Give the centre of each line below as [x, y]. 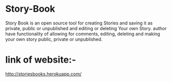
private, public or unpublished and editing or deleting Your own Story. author [86, 28]
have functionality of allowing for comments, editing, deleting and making [83, 34]
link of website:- [41, 60]
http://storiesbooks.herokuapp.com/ [44, 74]
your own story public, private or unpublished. [54, 39]
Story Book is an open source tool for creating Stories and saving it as [79, 23]
